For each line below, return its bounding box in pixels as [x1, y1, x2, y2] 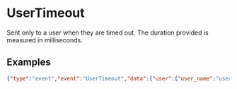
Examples [6, 57, 51, 69]
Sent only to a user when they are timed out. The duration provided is [6, 28, 209, 37]
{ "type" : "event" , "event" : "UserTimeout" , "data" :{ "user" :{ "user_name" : [6, 75, 216, 82]
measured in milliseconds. [6, 35, 83, 44]
